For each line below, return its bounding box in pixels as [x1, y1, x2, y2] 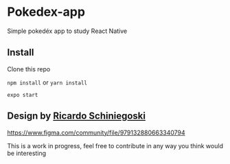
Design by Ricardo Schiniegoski [7, 110, 146, 122]
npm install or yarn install [7, 78, 88, 86]
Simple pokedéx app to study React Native [7, 27, 128, 35]
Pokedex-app [7, 4, 86, 20]
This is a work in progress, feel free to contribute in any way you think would [7, 141, 223, 150]
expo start [7, 91, 38, 98]
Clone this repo [7, 65, 51, 73]
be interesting [7, 149, 47, 157]
